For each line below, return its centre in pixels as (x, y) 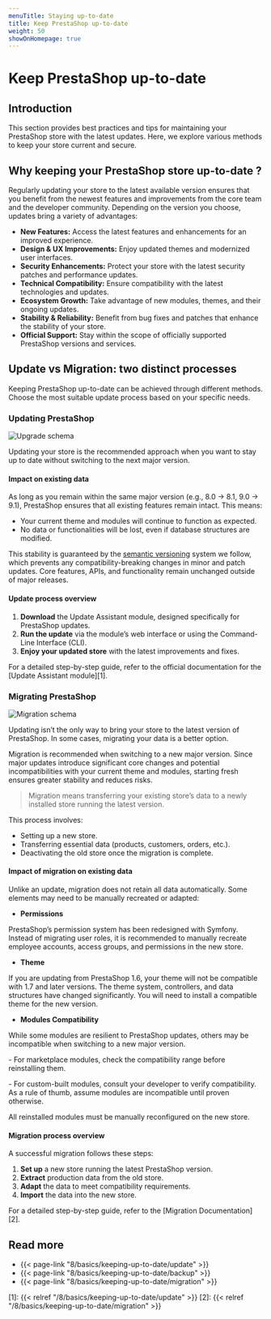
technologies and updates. (64, 292)
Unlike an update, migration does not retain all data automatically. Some (128, 889)
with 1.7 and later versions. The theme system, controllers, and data (121, 987)
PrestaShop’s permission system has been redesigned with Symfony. (123, 930)
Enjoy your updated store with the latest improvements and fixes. (130, 651)
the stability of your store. (63, 327)
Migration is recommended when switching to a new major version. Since (131, 754)
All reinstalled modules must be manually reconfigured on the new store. (129, 1117)
